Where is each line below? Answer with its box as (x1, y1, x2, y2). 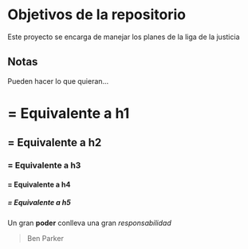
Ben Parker (26, 233, 65, 243)
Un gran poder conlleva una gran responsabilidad (7, 218, 172, 227)
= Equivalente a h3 (7, 160, 81, 171)
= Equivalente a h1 (7, 104, 130, 122)
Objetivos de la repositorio (7, 6, 187, 24)
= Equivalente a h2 (7, 136, 102, 149)
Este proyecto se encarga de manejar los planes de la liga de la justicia (7, 32, 240, 41)
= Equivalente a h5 (7, 198, 71, 207)
